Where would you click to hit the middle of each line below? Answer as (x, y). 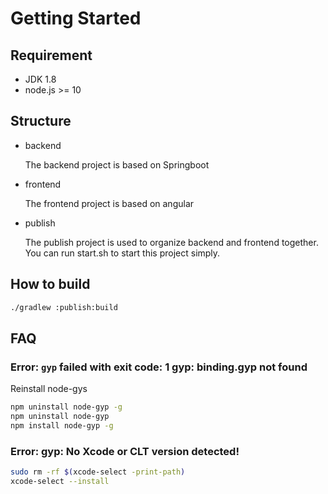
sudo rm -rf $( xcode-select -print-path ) (98, 472)
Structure (41, 121)
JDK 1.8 (40, 79)
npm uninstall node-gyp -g (66, 407)
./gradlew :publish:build (64, 307)
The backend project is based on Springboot (117, 164)
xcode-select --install (60, 481)
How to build (50, 284)
